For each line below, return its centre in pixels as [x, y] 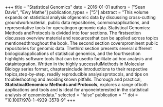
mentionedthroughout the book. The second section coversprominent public [81, 43]
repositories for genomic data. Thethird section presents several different [79, 48]
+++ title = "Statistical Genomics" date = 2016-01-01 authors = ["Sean [75, 7]
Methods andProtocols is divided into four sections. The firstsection [73, 33]
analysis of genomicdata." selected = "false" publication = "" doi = [72, 95]
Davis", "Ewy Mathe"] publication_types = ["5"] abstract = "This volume [77, 12]
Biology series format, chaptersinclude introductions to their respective [76, 69]
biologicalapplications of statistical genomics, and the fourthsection [73, 53]
